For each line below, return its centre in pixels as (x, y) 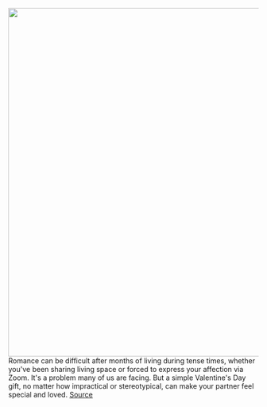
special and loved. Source (51, 395)
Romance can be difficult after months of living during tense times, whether (132, 361)
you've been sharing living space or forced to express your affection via (126, 369)
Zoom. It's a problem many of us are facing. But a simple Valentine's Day (127, 378)
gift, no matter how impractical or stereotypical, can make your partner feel (131, 386)
